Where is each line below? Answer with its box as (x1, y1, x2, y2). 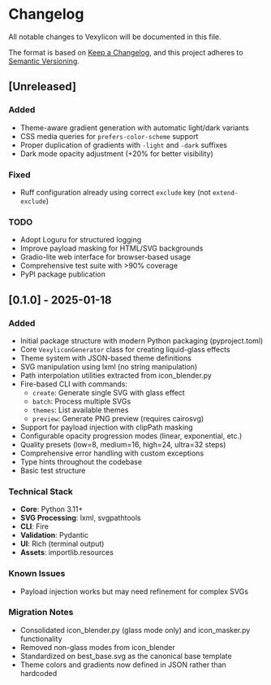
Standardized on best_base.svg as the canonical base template (19, 651, 233, 661)
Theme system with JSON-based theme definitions (19, 353, 192, 363)
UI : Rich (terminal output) (19, 539, 105, 549)
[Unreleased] (8, 80, 77, 94)
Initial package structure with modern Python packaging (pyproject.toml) (19, 335, 264, 346)
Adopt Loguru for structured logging (19, 235, 142, 245)
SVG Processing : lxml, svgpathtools (19, 513, 141, 523)
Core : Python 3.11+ (19, 504, 84, 514)
